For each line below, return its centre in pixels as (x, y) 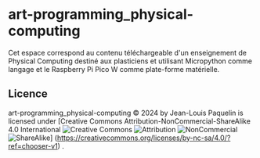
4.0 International (34, 129)
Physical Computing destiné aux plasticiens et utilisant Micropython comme (130, 61)
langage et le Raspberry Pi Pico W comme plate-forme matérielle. (114, 69)
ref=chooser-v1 (33, 145)
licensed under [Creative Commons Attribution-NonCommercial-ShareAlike (129, 121)
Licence (28, 94)
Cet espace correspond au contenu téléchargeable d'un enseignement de (127, 52)
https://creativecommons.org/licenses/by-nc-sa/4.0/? (144, 138)
